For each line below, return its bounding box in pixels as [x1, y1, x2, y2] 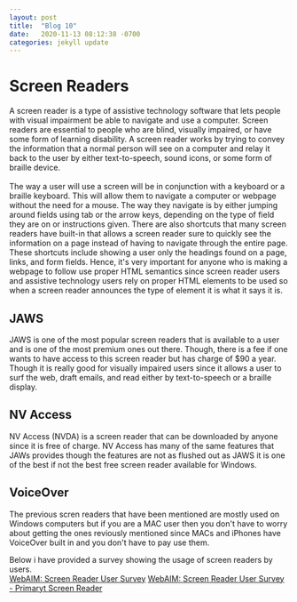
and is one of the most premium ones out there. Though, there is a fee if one [9, 344, 288, 354]
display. [9, 381, 38, 392]
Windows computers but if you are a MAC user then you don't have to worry [9, 518, 288, 529]
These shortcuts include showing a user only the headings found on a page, [9, 247, 287, 258]
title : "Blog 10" [9, 21, 77, 30]
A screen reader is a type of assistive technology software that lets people [9, 106, 281, 116]
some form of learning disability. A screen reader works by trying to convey [9, 134, 285, 145]
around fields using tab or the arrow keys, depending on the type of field [9, 210, 275, 221]
